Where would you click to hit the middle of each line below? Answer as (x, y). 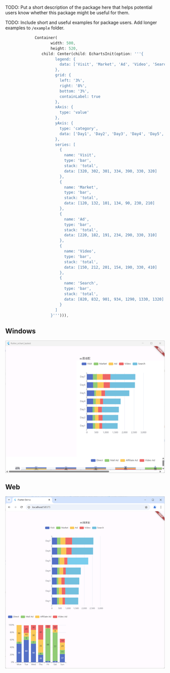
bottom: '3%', (74, 91)
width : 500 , (63, 43)
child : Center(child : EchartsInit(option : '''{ (92, 54)
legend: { (65, 59)
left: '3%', (72, 80)
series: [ (65, 144)
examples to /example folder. (35, 28)
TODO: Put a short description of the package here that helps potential (79, 7)
